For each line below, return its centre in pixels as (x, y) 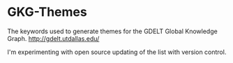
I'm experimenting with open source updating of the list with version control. (117, 52)
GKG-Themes (47, 12)
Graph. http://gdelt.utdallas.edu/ (53, 38)
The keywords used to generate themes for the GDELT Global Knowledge (112, 31)
